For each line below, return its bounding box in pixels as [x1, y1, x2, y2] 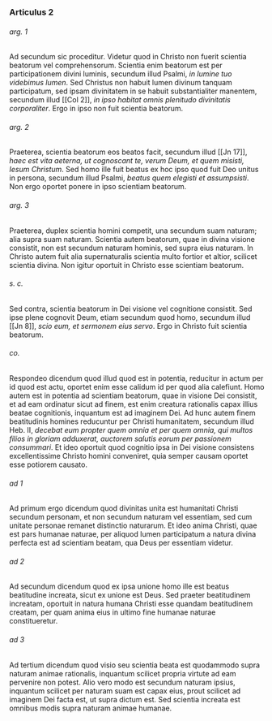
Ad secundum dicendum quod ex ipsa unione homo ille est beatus [9, 581, 230, 591]
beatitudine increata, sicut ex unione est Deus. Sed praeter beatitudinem [9, 590, 251, 600]
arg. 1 [9, 27, 28, 37]
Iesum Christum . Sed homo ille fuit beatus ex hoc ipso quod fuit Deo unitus [9, 165, 259, 175]
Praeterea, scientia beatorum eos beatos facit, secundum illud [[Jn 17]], [9, 147, 248, 157]
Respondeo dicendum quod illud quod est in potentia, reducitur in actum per [9, 373, 264, 383]
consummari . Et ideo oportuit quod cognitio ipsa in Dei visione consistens [9, 442, 255, 452]
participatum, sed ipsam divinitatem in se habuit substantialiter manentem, [9, 86, 257, 96]
